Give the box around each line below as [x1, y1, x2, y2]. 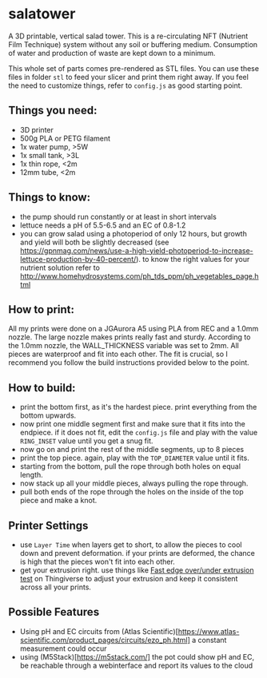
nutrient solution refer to [19, 263, 100, 272]
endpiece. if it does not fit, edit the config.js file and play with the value [19, 428, 258, 438]
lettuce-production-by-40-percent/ [19, 254, 137, 264]
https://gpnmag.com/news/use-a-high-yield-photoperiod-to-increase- [19, 245, 253, 256]
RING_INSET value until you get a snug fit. [19, 436, 153, 446]
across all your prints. [19, 582, 92, 592]
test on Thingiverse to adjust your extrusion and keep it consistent [19, 574, 238, 583]
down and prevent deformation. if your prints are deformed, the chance [19, 549, 256, 557]
